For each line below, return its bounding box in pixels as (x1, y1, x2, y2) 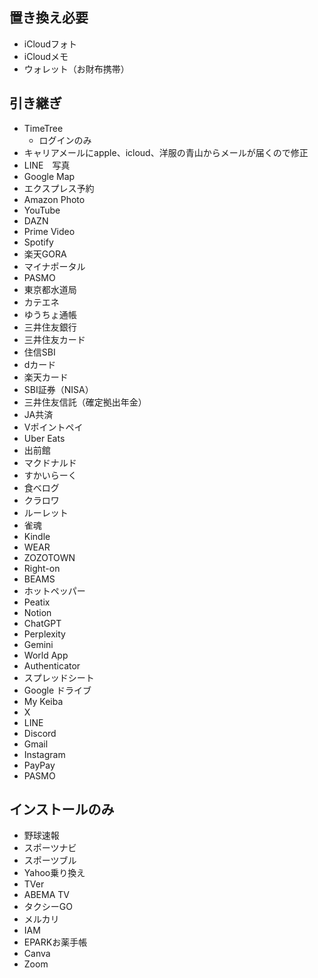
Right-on (23, 562, 61, 574)
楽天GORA (23, 248, 67, 260)
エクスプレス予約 (23, 182, 95, 194)
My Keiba (23, 695, 64, 707)
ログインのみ (38, 134, 92, 146)
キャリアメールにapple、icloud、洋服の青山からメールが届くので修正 (23, 146, 309, 158)
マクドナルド (23, 456, 77, 468)
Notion (23, 606, 52, 618)
